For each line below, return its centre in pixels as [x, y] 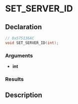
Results [14, 79]
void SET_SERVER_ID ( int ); [32, 43]
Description [24, 95]
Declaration [24, 27]
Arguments [19, 55]
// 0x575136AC [20, 38]
